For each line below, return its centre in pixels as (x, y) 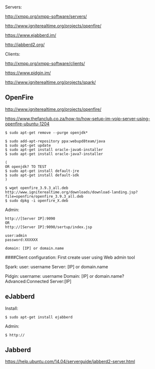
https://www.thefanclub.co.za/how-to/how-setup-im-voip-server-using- (78, 118)
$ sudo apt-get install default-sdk (42, 175)
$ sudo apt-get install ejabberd (39, 317)
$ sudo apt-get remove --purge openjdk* (47, 133)
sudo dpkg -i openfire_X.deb (39, 201)
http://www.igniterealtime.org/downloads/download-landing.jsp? (71, 192)
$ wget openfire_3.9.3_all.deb (37, 188)
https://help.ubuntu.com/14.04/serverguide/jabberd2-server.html (70, 362)
